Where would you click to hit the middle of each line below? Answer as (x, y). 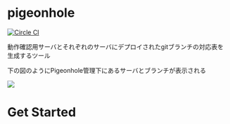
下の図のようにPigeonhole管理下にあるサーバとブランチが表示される (107, 70)
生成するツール (29, 55)
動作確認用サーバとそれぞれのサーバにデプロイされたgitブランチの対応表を (115, 46)
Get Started (41, 112)
